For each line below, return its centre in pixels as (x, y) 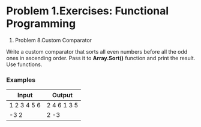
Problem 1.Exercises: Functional (88, 11)
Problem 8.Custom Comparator (53, 40)
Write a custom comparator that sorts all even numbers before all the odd (97, 51)
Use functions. (24, 64)
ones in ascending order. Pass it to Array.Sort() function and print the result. (101, 58)
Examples (21, 80)
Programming (41, 24)
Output (62, 95)
